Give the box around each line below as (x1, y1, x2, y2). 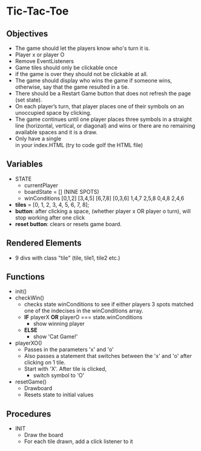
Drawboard (24, 385, 53, 392)
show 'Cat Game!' (33, 333, 78, 340)
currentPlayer (24, 181, 59, 189)
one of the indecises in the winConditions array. (24, 307, 143, 314)
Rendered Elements (6, 238, 82, 249)
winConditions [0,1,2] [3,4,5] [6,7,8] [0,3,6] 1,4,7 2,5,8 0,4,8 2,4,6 (24, 195, 185, 202)
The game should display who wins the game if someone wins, (15, 77, 173, 84)
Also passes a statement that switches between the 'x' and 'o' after (24, 353, 192, 360)
